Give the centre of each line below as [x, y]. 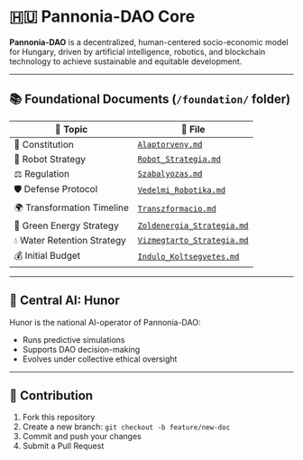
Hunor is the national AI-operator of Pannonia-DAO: [105, 322]
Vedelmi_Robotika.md [182, 190]
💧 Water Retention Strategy [70, 240]
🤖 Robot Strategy [50, 159]
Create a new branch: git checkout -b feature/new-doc [126, 427]
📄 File [193, 129]
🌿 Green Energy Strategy [66, 225]
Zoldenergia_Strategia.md [193, 225]
